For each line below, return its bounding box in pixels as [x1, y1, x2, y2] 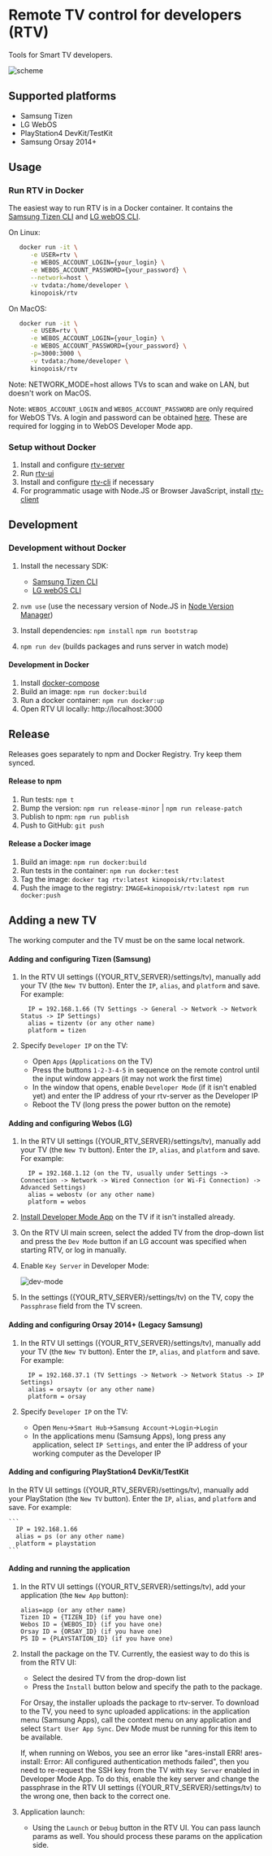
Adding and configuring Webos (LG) [8, 1118, 132, 1128]
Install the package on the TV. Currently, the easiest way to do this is [19, 1649, 250, 1658]
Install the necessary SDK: [19, 561, 109, 570]
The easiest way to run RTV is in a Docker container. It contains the [8, 203, 233, 213]
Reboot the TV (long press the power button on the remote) [32, 1100, 231, 1110]
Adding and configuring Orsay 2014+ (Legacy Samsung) [8, 1320, 203, 1330]
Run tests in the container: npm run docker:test [19, 866, 179, 876]
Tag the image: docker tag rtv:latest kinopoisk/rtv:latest [19, 875, 226, 884]
